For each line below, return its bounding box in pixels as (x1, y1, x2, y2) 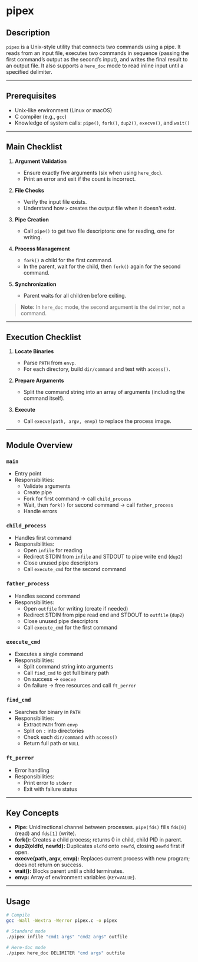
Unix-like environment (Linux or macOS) (14, 106, 113, 113)
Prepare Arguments (14, 377, 64, 384)
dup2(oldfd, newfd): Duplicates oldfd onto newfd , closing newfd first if (14, 843, 185, 850)
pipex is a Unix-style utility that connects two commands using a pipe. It (6, 43, 181, 50)
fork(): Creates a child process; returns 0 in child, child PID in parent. (14, 836, 183, 843)
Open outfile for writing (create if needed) (23, 605, 128, 612)
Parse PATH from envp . (23, 359, 77, 367)
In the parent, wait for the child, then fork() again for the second (23, 263, 181, 270)
